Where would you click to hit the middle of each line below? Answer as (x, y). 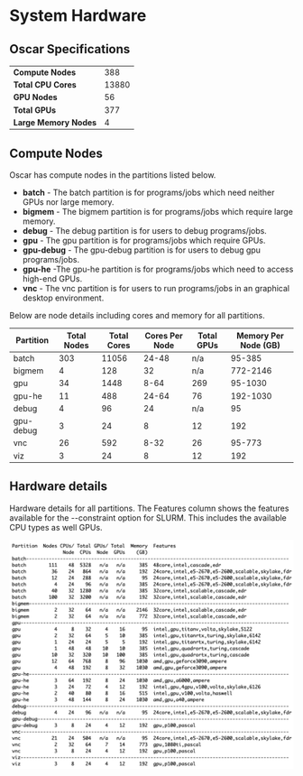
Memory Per (260, 336)
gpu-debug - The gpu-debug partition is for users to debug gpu (142, 250)
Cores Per (164, 336)
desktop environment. (63, 298)
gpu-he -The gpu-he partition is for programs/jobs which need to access (158, 269)
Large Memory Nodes (55, 122)
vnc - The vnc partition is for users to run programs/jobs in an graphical (156, 289)
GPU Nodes (35, 97)
